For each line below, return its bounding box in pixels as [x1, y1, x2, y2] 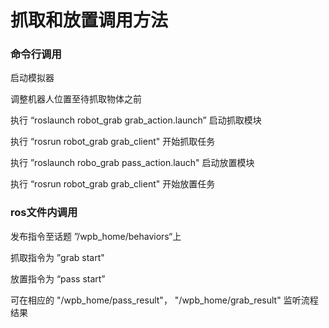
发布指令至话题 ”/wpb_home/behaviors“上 [10, 230, 182, 242]
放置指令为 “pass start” [10, 272, 106, 285]
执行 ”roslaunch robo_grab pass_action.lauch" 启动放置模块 [10, 157, 255, 169]
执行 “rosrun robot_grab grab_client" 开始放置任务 [10, 178, 216, 190]
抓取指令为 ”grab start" [10, 251, 105, 263]
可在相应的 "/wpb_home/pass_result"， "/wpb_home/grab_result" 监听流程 [10, 294, 319, 306]
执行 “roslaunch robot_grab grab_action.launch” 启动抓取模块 [10, 114, 262, 126]
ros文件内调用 [10, 206, 78, 220]
